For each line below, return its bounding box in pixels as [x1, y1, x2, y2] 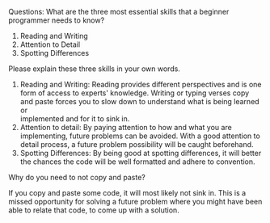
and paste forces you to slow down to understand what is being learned [19, 97, 260, 106]
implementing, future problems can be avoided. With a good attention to [19, 131, 260, 141]
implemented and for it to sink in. [19, 114, 130, 124]
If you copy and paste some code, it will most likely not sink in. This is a [8, 188, 247, 197]
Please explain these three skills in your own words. [8, 64, 180, 74]
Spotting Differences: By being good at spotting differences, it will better [19, 149, 262, 158]
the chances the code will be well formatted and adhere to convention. [19, 157, 256, 166]
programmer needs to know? [8, 15, 105, 25]
